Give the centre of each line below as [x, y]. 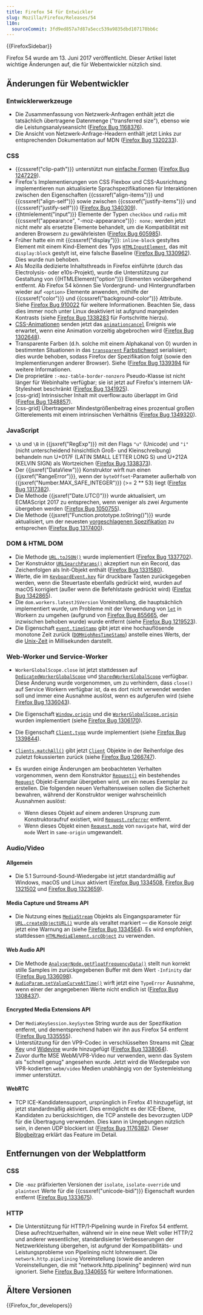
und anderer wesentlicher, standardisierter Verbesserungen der [95, 1240]
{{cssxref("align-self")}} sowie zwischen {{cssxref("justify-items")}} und [106, 201]
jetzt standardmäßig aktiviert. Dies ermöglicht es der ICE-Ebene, [95, 1109]
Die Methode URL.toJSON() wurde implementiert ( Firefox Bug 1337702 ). [104, 557]
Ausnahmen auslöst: [41, 801]
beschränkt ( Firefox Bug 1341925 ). [86, 389]
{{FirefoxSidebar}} [29, 46]
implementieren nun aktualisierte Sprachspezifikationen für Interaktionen [106, 189]
